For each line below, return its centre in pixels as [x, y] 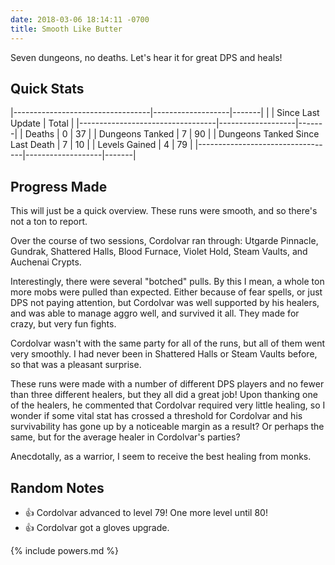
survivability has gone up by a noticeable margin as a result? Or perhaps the [167, 427]
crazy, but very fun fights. [63, 324]
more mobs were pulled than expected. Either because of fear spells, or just [166, 292]
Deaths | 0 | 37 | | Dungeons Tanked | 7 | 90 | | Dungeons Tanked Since [172, 134]
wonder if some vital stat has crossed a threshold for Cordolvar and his [156, 416]
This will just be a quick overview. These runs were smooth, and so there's [164, 211]
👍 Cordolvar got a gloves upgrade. [97, 527]
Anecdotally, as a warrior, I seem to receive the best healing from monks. [161, 457]
